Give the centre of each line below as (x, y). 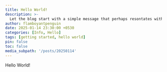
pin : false (16, 42)
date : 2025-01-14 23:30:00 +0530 (40, 28)
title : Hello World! (27, 10)
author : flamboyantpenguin (33, 23)
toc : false (16, 46)
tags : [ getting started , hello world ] (45, 37)
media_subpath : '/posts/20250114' (41, 51)
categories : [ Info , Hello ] (33, 33)
